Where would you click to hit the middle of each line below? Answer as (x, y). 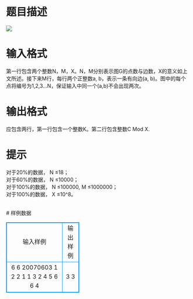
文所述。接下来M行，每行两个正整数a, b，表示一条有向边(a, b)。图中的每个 (96, 78)
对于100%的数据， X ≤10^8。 (41, 194)
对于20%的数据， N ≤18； (37, 172)
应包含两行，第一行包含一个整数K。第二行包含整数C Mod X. (78, 129)
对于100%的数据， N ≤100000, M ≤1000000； (62, 187)
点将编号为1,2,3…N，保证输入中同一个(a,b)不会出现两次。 (75, 86)
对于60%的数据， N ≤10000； (42, 179)
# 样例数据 (19, 213)
